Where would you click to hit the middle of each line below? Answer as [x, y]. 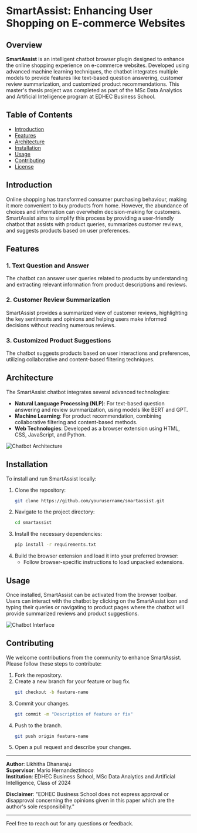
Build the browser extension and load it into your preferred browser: [96, 556]
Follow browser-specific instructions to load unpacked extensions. [103, 562]
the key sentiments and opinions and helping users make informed [86, 319]
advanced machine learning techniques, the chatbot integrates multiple [92, 71]
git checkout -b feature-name [52, 692]
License [24, 166]
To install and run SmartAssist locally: [51, 478]
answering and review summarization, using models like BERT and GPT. [101, 409]
